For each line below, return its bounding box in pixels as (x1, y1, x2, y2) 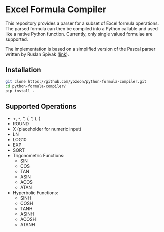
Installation (5, 66, 41, 74)
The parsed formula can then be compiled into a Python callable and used (5, 25, 158, 31)
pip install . (5, 88, 35, 93)
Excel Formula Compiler (5, 4, 107, 15)
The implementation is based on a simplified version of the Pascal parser (5, 46, 156, 52)
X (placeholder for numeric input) (12, 126, 82, 132)
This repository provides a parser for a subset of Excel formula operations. (5, 20, 159, 26)
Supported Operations (5, 102, 77, 111)
